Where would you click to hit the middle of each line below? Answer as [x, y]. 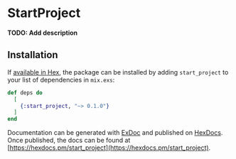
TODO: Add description [43, 33]
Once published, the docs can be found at [69, 141]
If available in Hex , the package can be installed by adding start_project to [118, 72]
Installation [33, 55]
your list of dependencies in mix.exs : [61, 79]
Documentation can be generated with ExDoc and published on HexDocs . [115, 133]
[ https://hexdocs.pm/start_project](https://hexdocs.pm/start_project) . [109, 148]
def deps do [25, 93]
